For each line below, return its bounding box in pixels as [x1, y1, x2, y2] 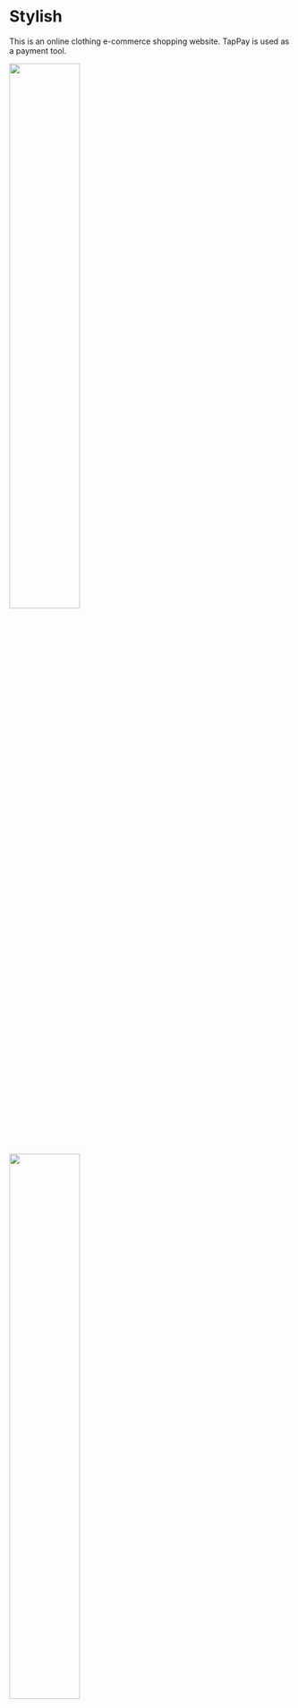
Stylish [9, 6, 63, 27]
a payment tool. [9, 45, 67, 55]
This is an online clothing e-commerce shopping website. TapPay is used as [9, 36, 290, 47]
